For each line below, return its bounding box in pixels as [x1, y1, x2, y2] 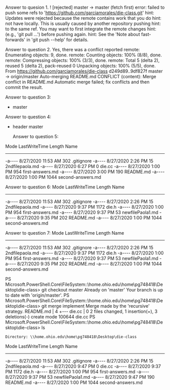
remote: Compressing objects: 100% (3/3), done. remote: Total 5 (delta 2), [5, 57, 160, 63]
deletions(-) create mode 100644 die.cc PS [5, 314, 96, 319]
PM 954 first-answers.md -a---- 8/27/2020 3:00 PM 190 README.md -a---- [5, 169, 165, 175]
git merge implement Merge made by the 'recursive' [41, 303, 150, 309]
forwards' [5, 37, 26, 43]
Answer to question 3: [5, 94, 52, 100]
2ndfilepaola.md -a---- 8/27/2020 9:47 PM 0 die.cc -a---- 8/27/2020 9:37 [5, 363, 161, 369]
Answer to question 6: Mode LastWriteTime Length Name [5, 184, 125, 190]
